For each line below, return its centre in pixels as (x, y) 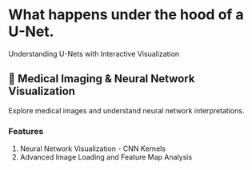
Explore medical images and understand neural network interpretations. (126, 110)
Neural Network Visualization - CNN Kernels (93, 148)
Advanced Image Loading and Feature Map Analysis (106, 157)
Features (26, 131)
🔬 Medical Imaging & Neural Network (102, 79)
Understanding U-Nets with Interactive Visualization (94, 53)
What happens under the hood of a (126, 15)
